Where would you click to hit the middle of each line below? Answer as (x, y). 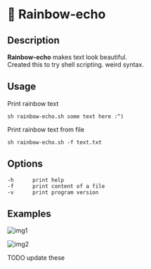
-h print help (36, 180)
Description (33, 40)
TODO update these (36, 258)
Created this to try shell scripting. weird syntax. (75, 65)
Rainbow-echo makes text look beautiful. (67, 57)
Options (25, 164)
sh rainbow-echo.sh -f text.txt (54, 142)
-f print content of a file (56, 186)
